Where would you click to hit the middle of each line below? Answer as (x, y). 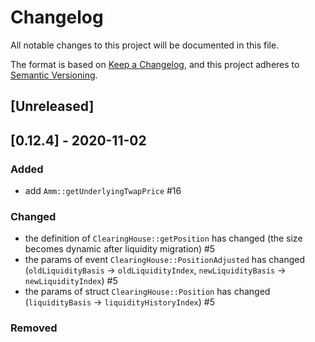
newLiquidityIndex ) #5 (71, 281)
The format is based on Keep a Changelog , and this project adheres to (155, 64)
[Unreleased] (52, 106)
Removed (34, 328)
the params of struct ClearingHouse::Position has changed (147, 292)
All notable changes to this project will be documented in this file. (145, 45)
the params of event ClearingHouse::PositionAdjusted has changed (165, 260)
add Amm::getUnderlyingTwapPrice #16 (103, 191)
